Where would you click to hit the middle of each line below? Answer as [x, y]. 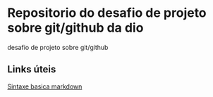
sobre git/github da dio [75, 28]
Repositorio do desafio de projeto [107, 13]
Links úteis [32, 69]
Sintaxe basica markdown [45, 86]
